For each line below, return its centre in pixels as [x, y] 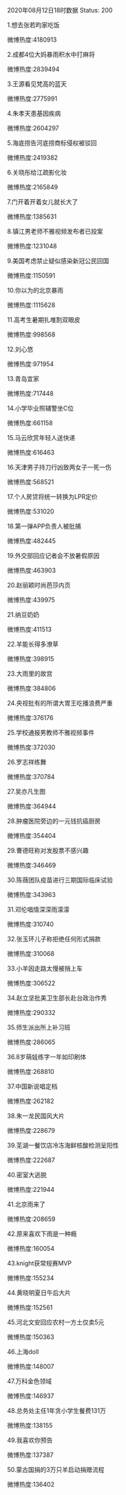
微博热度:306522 [31, 983]
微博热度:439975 [31, 600]
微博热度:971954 [31, 364]
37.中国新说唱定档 [32, 1086]
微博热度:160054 [31, 1248]
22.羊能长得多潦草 [33, 644]
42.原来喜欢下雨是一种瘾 [42, 1234]
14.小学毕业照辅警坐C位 [41, 408]
